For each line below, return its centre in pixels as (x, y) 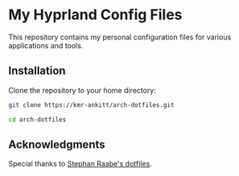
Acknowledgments (57, 144)
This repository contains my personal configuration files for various (120, 37)
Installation (37, 71)
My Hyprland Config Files (95, 15)
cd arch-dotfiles (37, 119)
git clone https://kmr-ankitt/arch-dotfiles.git (91, 105)
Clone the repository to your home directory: (82, 90)
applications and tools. (46, 45)
